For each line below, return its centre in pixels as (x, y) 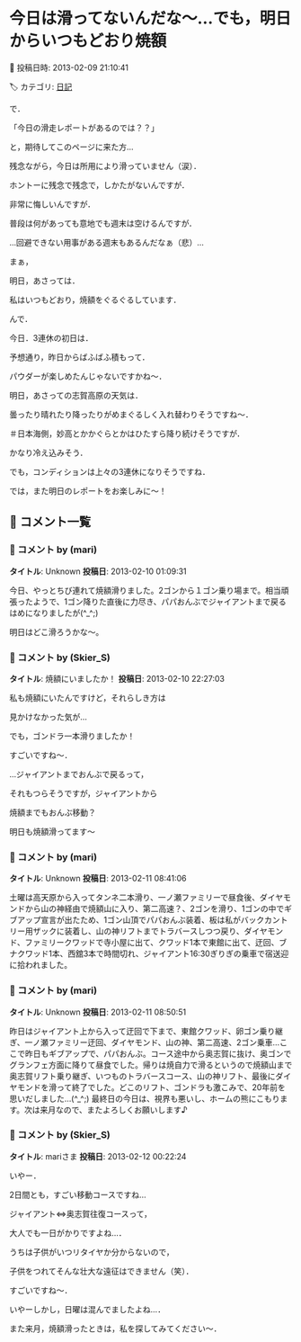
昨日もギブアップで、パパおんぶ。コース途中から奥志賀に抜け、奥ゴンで (158, 1053)
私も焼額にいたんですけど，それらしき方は (88, 697)
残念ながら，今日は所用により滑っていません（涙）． (106, 166)
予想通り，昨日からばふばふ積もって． (80, 357)
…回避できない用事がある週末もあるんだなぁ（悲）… (107, 242)
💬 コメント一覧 (50, 522)
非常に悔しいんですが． (53, 204)
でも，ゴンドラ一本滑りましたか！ (72, 736)
